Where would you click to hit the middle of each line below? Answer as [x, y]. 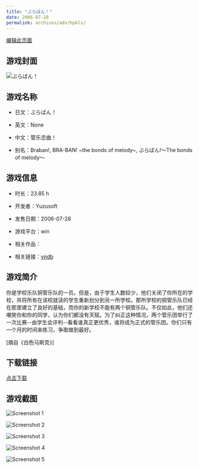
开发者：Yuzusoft [36, 206]
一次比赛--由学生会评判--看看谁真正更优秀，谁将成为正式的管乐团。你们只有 [99, 322]
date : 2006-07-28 [28, 17]
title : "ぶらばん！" [29, 12]
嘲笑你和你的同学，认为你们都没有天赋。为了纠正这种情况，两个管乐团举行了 [99, 315]
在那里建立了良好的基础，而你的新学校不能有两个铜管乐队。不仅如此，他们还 [99, 307]
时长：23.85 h [32, 193]
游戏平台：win [32, 231]
